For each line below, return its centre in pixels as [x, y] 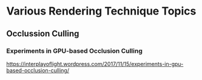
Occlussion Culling [43, 34]
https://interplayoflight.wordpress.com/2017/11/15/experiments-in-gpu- [95, 64]
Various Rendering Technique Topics [101, 11]
